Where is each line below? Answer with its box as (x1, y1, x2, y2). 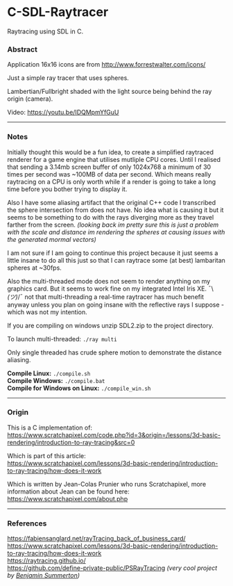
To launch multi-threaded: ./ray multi (7, 334, 117, 343)
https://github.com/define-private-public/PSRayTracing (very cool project (7, 564, 218, 572)
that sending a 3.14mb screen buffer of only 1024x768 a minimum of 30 (7, 163, 212, 171)
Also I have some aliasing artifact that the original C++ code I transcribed (7, 198, 216, 206)
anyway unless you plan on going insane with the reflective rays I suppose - (7, 300, 224, 309)
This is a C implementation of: (7, 423, 92, 432)
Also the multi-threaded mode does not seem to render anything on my (7, 277, 211, 285)
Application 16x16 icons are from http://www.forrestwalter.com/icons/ (7, 60, 206, 69)
